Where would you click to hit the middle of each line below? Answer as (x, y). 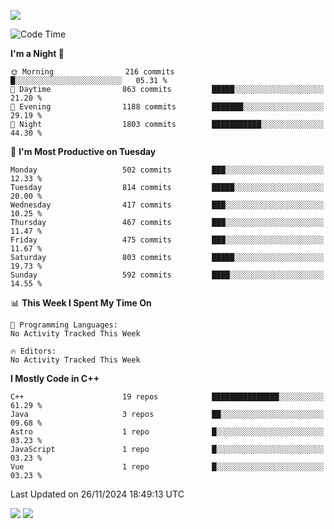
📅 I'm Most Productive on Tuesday (83, 151)
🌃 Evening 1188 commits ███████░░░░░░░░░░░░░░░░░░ (167, 107)
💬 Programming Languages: (64, 325)
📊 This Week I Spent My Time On (81, 303)
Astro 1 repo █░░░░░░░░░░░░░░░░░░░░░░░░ (167, 432)
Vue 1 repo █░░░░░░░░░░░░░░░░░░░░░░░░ (167, 467)
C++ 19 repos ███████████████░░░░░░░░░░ (167, 397)
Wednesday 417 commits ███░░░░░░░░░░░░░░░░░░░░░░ (167, 205)
